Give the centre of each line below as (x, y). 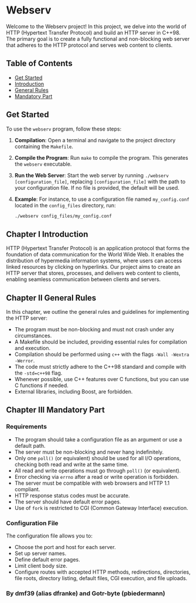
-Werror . (25, 361)
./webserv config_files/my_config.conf (63, 216)
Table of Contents (39, 64)
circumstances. (33, 336)
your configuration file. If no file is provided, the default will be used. (97, 187)
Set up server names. (40, 553)
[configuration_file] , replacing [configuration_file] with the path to (100, 181)
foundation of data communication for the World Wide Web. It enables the (95, 255)
